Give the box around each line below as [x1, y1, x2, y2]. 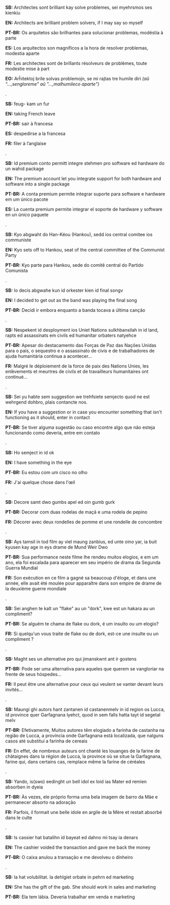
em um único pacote [5, 196, 48, 202]
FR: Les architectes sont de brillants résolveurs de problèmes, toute [5, 60, 148, 66]
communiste [5, 237, 32, 243]
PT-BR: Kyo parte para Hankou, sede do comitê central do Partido [5, 262, 144, 268]
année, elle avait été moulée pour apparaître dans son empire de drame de [5, 580, 162, 586]
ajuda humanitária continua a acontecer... [5, 353, 92, 359]
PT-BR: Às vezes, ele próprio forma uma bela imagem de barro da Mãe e [5, 794, 158, 800]
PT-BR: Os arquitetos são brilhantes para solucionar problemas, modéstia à [5, 30, 164, 35]
